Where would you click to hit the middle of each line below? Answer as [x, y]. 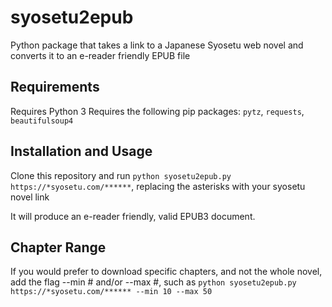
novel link [30, 197]
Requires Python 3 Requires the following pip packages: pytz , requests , [157, 111]
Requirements [55, 87]
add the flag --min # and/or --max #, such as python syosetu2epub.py [153, 282]
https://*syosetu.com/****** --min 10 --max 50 [111, 292]
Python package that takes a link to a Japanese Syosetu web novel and [157, 45]
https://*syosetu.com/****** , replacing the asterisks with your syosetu [158, 186]
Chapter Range [58, 247]
